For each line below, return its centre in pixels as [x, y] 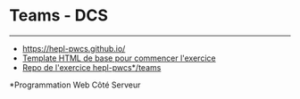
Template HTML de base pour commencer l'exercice [119, 58]
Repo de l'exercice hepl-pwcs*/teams [92, 67]
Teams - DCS [59, 16]
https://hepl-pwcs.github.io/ [74, 48]
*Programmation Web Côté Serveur [75, 85]
